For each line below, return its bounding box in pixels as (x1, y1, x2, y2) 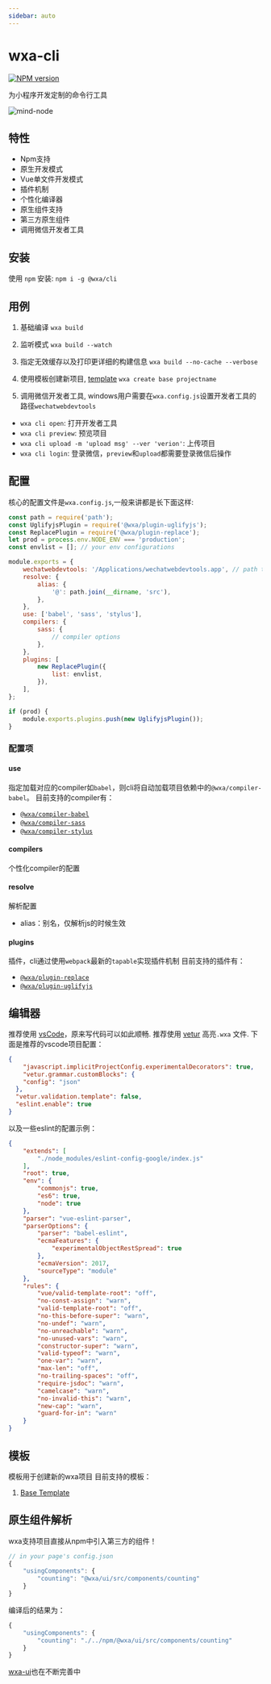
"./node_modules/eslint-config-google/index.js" (37, 1154, 204, 1162)
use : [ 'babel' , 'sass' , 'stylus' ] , (23, 611, 143, 619)
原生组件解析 (8, 1513, 73, 1527)
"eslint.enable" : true (15, 1100, 92, 1109)
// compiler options (51, 632, 121, 641)
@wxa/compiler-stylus (19, 827, 93, 836)
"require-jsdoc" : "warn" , (37, 1379, 125, 1387)
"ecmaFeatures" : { (37, 1237, 99, 1245)
